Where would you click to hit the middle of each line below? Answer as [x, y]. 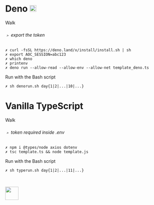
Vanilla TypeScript [44, 106]
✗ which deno [19, 59]
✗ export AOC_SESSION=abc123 [36, 55]
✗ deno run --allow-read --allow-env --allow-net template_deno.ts [77, 68]
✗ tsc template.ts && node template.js [47, 152]
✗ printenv [17, 63]
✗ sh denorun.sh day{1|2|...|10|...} [45, 86]
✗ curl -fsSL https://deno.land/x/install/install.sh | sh [68, 50]
